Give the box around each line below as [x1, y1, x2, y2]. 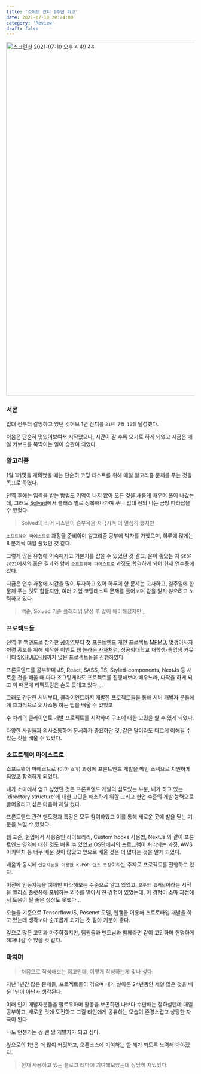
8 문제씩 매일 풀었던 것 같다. [6, 539, 72, 547]
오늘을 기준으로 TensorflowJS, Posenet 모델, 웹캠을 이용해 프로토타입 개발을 [6, 909, 186, 916]
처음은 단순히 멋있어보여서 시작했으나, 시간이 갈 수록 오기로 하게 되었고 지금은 [6, 433, 187, 440]
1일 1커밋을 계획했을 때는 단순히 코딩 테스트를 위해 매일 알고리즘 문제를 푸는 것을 [6, 471, 193, 478]
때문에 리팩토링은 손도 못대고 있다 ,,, [19, 681, 103, 688]
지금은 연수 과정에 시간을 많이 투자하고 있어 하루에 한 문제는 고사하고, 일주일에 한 [6, 579, 194, 587]
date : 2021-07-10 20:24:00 [6, 14, 74, 20]
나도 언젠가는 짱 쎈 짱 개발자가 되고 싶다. [6, 1028, 100, 1035]
